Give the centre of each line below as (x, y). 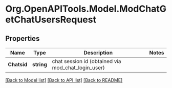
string (40, 64)
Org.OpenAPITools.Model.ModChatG (86, 9)
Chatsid (18, 64)
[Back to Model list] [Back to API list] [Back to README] (64, 80)
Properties (23, 38)
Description (98, 53)
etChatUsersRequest (51, 20)
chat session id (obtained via (87, 61)
